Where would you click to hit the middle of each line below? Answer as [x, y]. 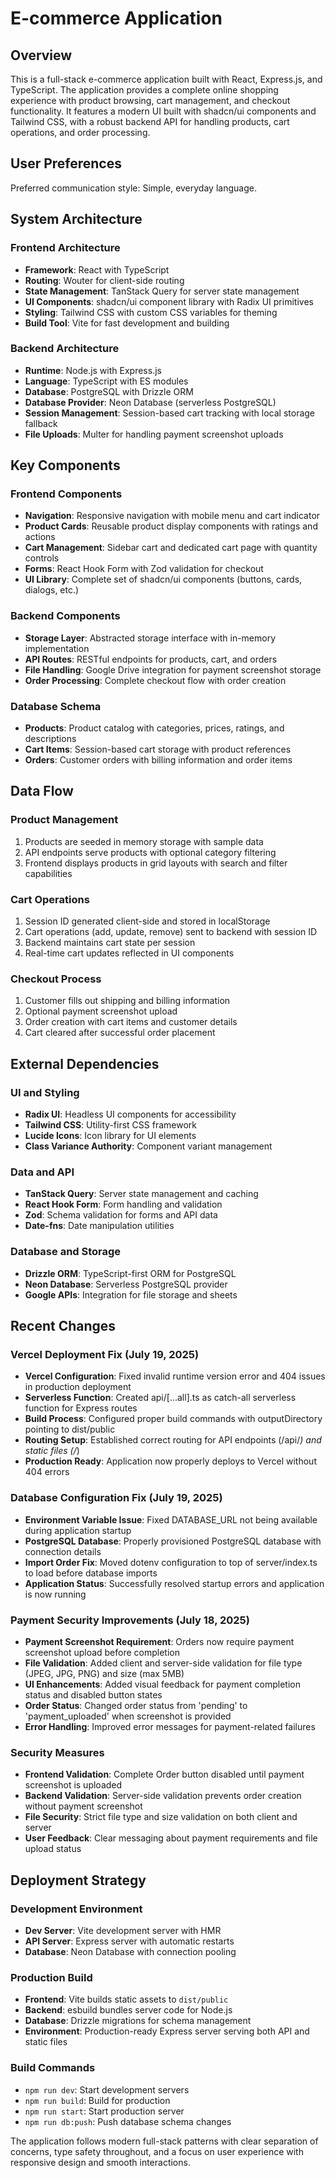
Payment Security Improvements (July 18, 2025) [130, 1620]
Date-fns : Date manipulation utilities [99, 1226]
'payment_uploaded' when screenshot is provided [128, 1716]
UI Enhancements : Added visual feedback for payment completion [163, 1684]
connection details [63, 1551]
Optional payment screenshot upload [101, 1011]
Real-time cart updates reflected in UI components [129, 953]
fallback [41, 423]
